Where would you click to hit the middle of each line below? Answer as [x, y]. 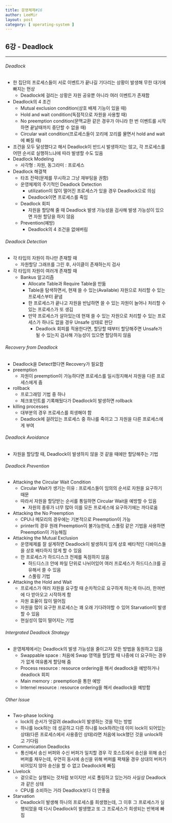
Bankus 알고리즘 [37, 277]
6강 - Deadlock [29, 47]
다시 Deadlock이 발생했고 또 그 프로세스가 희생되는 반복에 [101, 809]
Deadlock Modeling [33, 159]
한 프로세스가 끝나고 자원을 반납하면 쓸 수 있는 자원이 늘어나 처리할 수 [97, 303]
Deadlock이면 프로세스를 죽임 [58, 197]
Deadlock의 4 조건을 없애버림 [58, 229]
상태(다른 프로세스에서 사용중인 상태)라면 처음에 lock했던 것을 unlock [89, 735]
